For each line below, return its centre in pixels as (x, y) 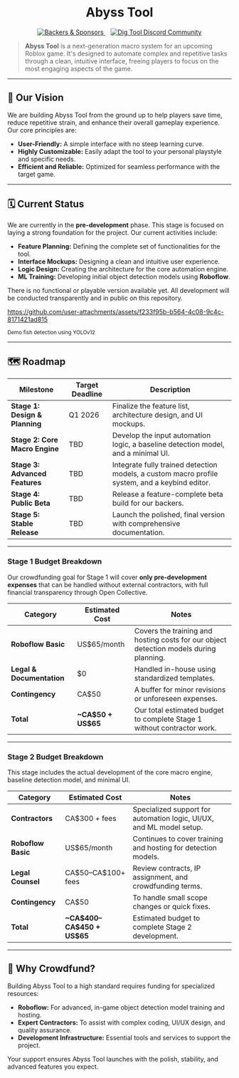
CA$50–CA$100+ (95, 872)
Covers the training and (173, 631)
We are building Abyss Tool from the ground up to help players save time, (115, 115)
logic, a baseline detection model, (169, 445)
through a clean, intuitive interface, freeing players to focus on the (122, 61)
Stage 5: (26, 515)
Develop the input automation (162, 435)
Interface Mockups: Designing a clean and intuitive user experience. (119, 261)
